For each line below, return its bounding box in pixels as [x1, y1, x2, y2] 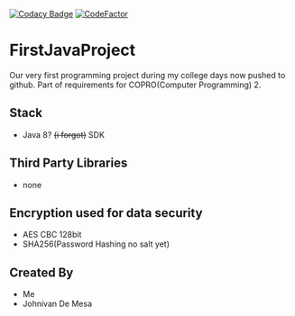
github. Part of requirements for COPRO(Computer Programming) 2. [9, 79, 262, 90]
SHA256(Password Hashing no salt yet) [22, 239, 170, 249]
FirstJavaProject [9, 41, 136, 60]
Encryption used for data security [9, 205, 203, 221]
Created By [9, 265, 74, 280]
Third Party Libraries [9, 156, 128, 171]
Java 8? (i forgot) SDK [22, 129, 106, 140]
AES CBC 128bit [22, 230, 82, 240]
